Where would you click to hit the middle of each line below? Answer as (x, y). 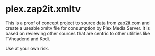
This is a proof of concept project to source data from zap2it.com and (77, 23)
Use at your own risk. (27, 48)
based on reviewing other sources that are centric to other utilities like (78, 33)
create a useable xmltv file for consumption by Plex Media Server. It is (78, 28)
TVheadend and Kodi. (28, 39)
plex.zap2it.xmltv (43, 9)
